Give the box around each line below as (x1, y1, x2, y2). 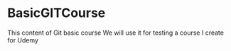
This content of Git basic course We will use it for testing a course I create (7, 28, 224, 37)
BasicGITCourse (7, 5, 106, 21)
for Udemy (7, 35, 39, 44)
